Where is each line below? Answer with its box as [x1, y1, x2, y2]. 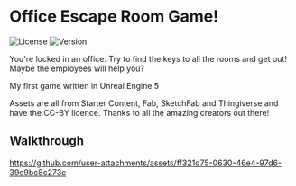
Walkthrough [9, 133, 84, 149]
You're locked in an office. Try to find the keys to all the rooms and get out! [9, 53, 287, 64]
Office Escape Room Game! [9, 6, 219, 27]
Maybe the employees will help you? [9, 63, 144, 74]
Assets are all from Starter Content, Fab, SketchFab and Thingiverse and [9, 97, 279, 109]
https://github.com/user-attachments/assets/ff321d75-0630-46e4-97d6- [9, 157, 282, 168]
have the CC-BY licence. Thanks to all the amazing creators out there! [9, 107, 270, 118]
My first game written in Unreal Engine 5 [9, 80, 160, 91]
